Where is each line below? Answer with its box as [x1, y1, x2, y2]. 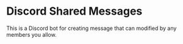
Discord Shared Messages [6, 4, 143, 18]
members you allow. [6, 31, 57, 38]
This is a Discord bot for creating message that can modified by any [6, 24, 177, 32]
